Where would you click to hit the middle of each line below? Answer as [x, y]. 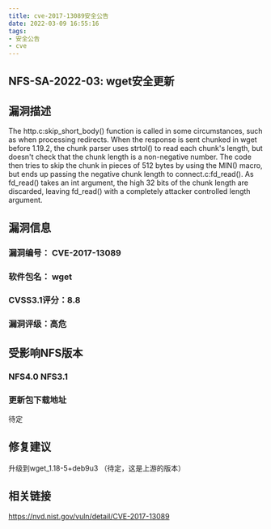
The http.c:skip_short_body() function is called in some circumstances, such [135, 131]
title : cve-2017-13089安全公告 [59, 16]
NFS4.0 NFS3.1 [38, 376]
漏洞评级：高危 [38, 324]
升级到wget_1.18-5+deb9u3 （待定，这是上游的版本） [97, 468]
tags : [17, 31]
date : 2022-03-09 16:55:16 [54, 24]
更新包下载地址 [38, 400]
